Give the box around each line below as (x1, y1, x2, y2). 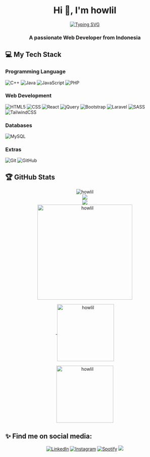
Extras (5, 146, 22, 153)
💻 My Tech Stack (5, 50, 62, 59)
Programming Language (5, 68, 66, 75)
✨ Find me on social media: (5, 432, 92, 440)
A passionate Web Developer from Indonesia (29, 34, 141, 41)
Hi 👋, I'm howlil (53, 5, 117, 16)
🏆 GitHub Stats (5, 172, 56, 182)
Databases (5, 122, 32, 129)
